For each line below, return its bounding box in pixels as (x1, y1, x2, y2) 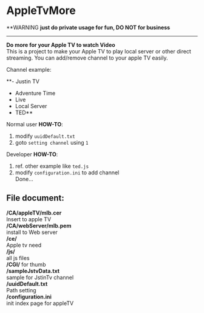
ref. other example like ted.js (15, 162, 89, 170)
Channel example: (6, 66, 52, 73)
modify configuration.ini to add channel (15, 168, 120, 176)
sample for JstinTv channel (6, 273, 74, 281)
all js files (6, 254, 30, 261)
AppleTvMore (6, 4, 76, 18)
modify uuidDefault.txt (15, 132, 75, 140)
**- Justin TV (6, 77, 39, 85)
